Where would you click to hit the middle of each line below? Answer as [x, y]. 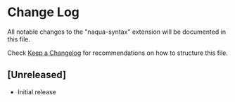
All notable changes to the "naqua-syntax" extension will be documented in [117, 32]
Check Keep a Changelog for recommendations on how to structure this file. [118, 53]
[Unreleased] [37, 75]
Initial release [37, 91]
